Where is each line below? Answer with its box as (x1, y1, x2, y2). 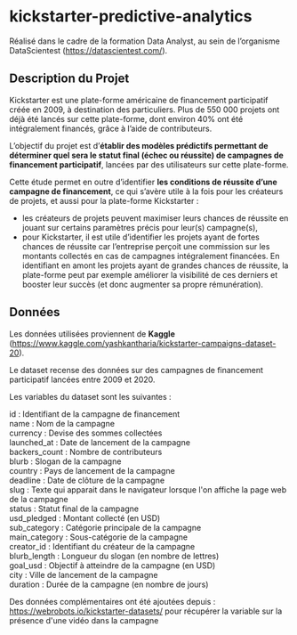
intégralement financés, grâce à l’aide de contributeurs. (9, 123, 213, 134)
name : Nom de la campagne (9, 418, 116, 428)
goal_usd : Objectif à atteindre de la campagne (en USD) (9, 559, 216, 571)
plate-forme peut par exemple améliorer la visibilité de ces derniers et (21, 269, 278, 280)
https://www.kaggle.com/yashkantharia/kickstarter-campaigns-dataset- (12, 338, 277, 348)
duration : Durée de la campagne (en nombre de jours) (9, 579, 209, 590)
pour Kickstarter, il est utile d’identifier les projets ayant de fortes (21, 232, 261, 242)
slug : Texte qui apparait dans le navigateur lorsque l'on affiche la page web (9, 484, 287, 495)
